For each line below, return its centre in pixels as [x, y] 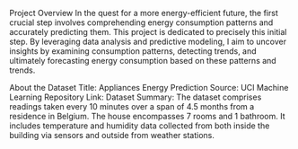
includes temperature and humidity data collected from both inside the [140, 126]
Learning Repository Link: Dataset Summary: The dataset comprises [136, 97]
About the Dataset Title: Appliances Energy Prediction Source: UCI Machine [149, 88]
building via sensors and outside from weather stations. [112, 135]
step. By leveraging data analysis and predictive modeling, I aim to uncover [148, 41]
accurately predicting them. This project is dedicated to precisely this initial [148, 32]
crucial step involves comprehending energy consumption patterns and [141, 22]
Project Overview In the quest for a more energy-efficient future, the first [144, 13]
